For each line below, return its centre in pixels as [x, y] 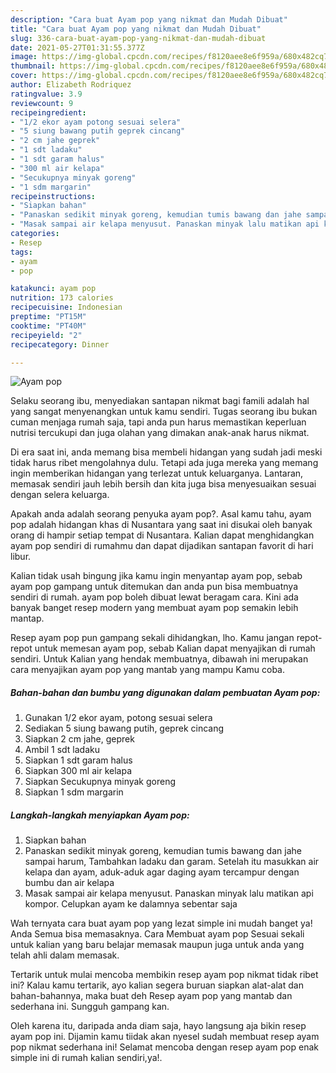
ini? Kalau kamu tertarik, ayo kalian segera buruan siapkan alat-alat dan [157, 985]
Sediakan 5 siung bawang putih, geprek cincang [124, 728]
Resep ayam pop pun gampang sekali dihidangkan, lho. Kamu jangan [152, 638]
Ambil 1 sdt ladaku [62, 750]
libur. [21, 557]
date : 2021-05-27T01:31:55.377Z [77, 47]
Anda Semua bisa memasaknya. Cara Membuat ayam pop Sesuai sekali [157, 934]
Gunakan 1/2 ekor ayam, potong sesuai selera [118, 718]
